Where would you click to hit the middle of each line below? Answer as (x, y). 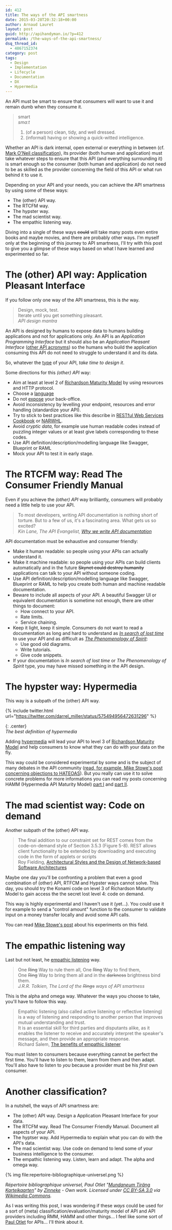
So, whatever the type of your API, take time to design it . (65, 363)
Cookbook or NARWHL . (38, 421)
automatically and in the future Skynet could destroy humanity (78, 567)
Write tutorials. (36, 649)
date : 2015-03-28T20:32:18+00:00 (41, 20)
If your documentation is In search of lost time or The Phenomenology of (89, 660)
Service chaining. (39, 622)
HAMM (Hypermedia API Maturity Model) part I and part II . (67, 784)
